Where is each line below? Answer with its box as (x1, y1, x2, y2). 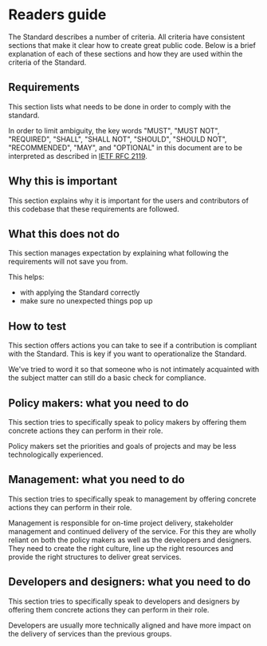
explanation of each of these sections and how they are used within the (8, 49, 243, 58)
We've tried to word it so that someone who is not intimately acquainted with (8, 365, 260, 375)
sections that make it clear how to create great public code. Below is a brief (8, 40, 257, 50)
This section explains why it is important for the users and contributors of (8, 196, 249, 205)
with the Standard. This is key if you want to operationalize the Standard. (8, 349, 247, 359)
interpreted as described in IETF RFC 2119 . (8, 151, 147, 161)
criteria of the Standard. (8, 57, 87, 67)
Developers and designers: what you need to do (8, 575, 251, 589)
